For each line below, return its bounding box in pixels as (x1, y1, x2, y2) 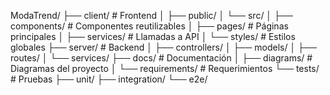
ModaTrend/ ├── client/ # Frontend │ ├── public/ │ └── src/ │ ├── (10, 10, 293, 21)
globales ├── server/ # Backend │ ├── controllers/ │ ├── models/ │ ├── (10, 41, 317, 53)
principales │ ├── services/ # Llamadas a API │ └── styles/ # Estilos (10, 31, 296, 42)
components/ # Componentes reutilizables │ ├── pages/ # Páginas (10, 20, 289, 32)
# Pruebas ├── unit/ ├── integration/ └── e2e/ (10, 73, 208, 85)
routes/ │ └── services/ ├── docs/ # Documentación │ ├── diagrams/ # (10, 52, 313, 64)
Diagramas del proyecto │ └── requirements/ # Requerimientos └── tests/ (10, 63, 320, 74)
